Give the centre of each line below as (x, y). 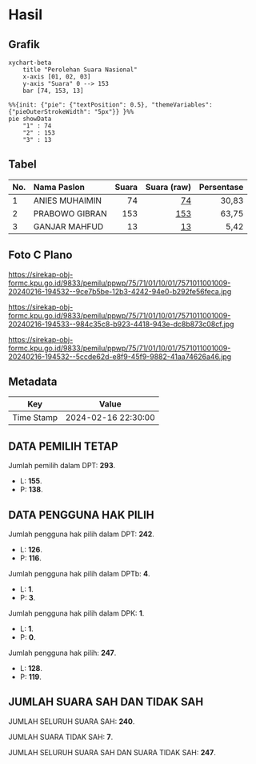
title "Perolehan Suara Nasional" (80, 70)
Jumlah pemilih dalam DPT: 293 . (62, 466)
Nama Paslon (59, 187)
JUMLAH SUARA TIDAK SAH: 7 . (61, 737)
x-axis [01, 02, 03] (57, 77)
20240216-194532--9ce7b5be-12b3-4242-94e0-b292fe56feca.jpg (120, 291)
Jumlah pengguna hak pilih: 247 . (62, 653)
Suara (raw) (168, 187)
